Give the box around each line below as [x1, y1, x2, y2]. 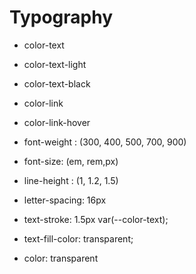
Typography [9, 6, 114, 29]
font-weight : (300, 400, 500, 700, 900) [23, 136, 187, 148]
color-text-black [23, 77, 91, 90]
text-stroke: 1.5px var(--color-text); [23, 213, 169, 225]
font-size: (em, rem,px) [23, 155, 119, 167]
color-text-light [23, 58, 87, 70]
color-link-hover [23, 116, 91, 128]
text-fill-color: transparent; [23, 232, 134, 245]
